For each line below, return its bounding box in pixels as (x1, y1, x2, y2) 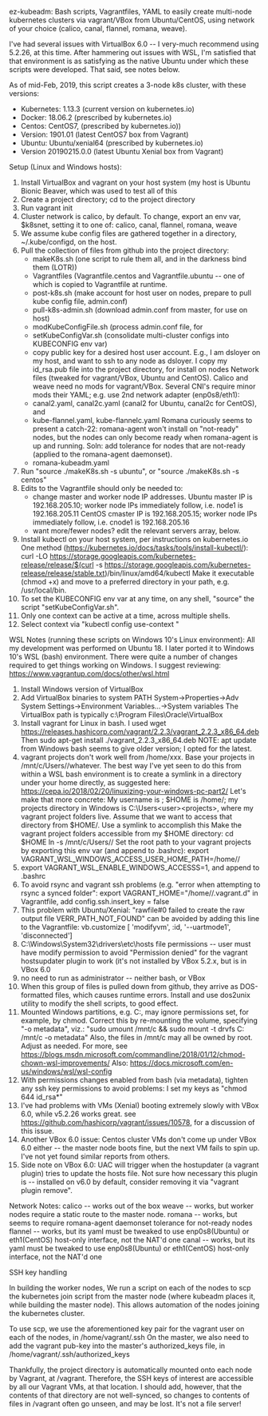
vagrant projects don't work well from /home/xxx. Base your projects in (20, 752, 254, 762)
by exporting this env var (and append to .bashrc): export (20, 846, 210, 855)
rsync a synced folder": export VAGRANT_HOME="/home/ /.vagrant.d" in (20, 888, 258, 898)
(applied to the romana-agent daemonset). (32, 449, 173, 459)
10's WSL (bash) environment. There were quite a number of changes (9, 652, 238, 661)
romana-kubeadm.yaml (32, 458, 110, 467)
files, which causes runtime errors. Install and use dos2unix (55, 991, 250, 999)
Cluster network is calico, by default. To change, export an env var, (20, 212, 242, 221)
